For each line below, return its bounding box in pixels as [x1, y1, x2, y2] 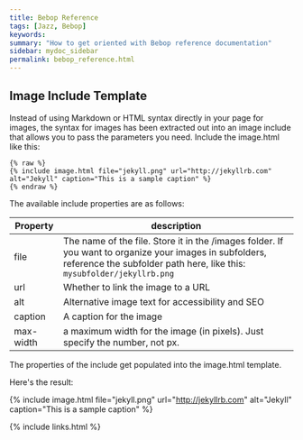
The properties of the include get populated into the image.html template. [9, 359, 282, 370]
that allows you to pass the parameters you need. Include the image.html [9, 132, 280, 142]
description [151, 219, 202, 232]
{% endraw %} [9, 182, 59, 191]
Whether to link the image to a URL [62, 280, 210, 293]
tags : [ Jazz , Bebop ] [9, 22, 87, 31]
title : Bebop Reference [9, 13, 99, 23]
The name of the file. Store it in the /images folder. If [62, 234, 284, 247]
